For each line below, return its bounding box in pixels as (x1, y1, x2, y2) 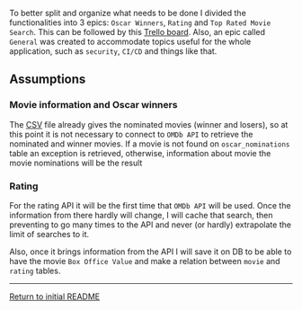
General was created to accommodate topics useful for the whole (9, 36, 252, 47)
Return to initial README (9, 291, 101, 302)
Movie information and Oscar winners (9, 99, 178, 111)
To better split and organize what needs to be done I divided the (9, 8, 247, 18)
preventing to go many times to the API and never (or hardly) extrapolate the (9, 219, 292, 230)
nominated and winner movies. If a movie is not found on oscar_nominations (9, 138, 290, 149)
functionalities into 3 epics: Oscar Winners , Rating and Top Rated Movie (9, 17, 271, 28)
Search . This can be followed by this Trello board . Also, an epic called (9, 27, 266, 37)
